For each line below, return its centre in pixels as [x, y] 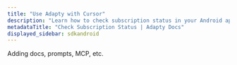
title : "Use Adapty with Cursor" [56, 14]
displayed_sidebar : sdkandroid [53, 34]
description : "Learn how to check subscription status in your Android [115, 20]
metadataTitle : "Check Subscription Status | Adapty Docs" [96, 27]
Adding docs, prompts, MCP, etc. [55, 54]
